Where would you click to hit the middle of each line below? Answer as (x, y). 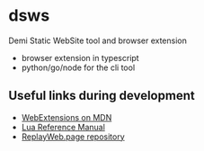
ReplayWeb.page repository (73, 137)
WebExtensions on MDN (67, 117)
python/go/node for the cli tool (78, 67)
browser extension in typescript (80, 58)
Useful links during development (102, 96)
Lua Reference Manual (63, 127)
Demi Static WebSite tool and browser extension (98, 40)
